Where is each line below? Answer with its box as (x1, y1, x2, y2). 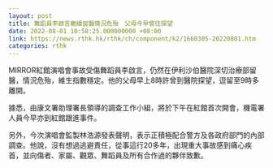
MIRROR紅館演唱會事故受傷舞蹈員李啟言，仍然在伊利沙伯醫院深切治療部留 (8, 66, 258, 75)
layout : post (8, 11, 53, 20)
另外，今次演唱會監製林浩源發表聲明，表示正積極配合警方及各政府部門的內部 (8, 131, 265, 140)
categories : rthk (8, 42, 67, 50)
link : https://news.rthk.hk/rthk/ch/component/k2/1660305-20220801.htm (8, 34, 256, 43)
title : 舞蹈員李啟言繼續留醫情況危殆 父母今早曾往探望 (8, 19, 173, 28)
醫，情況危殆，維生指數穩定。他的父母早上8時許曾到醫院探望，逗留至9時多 (8, 75, 260, 85)
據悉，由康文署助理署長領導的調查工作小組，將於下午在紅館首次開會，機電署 (8, 103, 265, 113)
